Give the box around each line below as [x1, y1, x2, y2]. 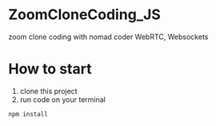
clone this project [19, 86, 78, 96]
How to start [8, 60, 92, 78]
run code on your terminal [19, 94, 106, 104]
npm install [8, 110, 48, 118]
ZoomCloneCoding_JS [8, 6, 162, 24]
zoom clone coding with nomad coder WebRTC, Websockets [8, 32, 209, 41]
